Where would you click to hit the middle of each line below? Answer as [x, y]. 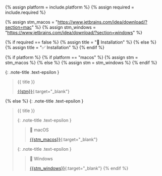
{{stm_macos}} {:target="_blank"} [64, 139]
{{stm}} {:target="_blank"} [43, 91]
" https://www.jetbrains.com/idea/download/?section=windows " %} [74, 32]
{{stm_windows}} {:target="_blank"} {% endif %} [79, 168]
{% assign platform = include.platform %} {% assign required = [70, 7]
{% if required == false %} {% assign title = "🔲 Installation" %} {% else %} [81, 42]
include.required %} [26, 12]
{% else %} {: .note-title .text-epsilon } [44, 101]
